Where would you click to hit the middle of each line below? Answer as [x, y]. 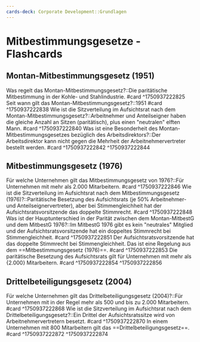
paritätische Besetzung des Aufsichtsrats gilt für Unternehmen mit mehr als [99, 257]
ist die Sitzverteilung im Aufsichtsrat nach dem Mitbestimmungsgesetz [93, 193]
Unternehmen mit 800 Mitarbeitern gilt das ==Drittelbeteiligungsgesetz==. [98, 328]
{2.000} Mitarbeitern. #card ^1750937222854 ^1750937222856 [84, 263]
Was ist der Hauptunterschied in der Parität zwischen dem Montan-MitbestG [100, 218]
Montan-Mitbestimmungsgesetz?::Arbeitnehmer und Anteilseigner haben [96, 115]
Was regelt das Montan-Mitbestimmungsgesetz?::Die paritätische [87, 90]
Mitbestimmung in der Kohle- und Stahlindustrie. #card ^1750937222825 [96, 97]
